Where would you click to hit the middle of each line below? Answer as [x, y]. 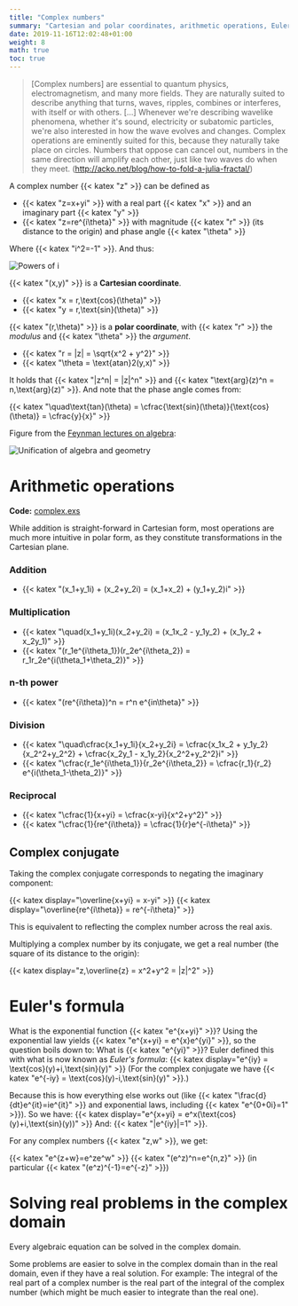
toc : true [27, 59]
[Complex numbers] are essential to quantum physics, [129, 84]
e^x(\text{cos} [211, 1114]
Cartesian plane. [39, 547]
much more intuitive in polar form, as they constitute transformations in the [145, 537]
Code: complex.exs [45, 510]
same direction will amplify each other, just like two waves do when [154, 159]
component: [31, 883]
